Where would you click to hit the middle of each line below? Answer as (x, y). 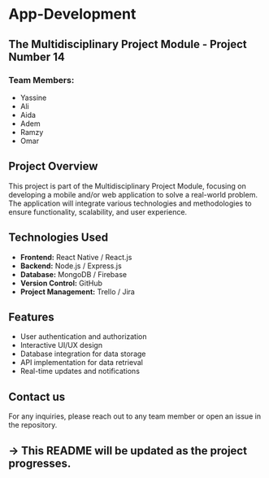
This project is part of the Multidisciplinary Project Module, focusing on (127, 186)
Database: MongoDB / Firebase (74, 274)
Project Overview (53, 166)
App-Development (72, 14)
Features (31, 317)
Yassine (33, 98)
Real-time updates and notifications (80, 372)
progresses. (40, 463)
